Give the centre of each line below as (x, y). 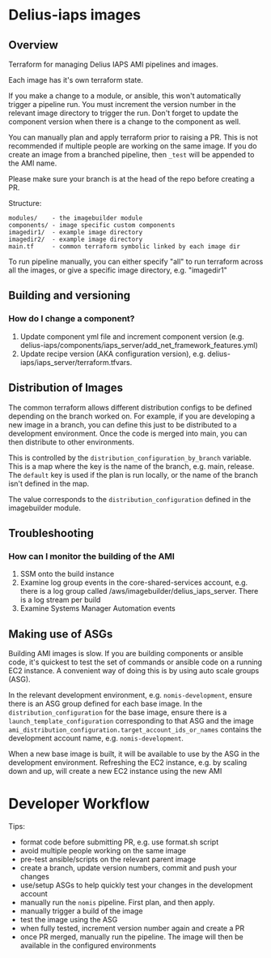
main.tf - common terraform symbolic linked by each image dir (125, 247)
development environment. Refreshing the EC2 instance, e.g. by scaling (128, 763)
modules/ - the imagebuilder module (76, 218)
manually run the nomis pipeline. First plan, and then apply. (117, 902)
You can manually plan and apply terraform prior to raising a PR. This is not (133, 137)
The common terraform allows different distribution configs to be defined (130, 407)
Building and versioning (70, 296)
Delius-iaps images (75, 15)
